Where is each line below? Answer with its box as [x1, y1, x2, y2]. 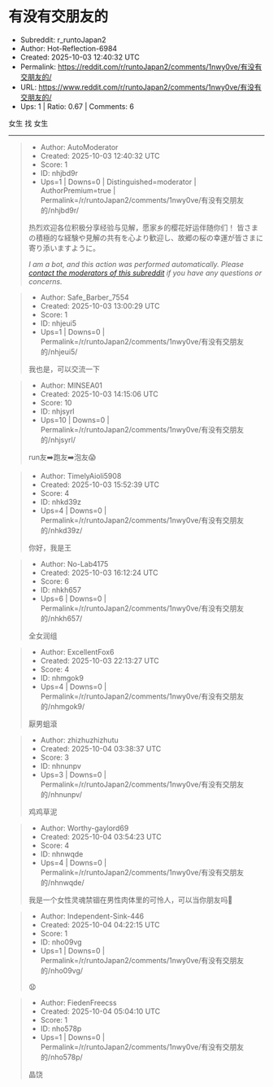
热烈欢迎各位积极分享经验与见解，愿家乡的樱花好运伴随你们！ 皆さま [28, 222, 258, 232]
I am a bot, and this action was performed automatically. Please [28, 259, 245, 269]
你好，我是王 [28, 542, 71, 552]
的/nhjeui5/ [40, 347, 78, 357]
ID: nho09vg [40, 937, 83, 947]
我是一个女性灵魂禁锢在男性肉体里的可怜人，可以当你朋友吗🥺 [28, 895, 233, 905]
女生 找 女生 [8, 118, 49, 128]
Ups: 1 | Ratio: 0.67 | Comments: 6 [19, 101, 134, 111]
